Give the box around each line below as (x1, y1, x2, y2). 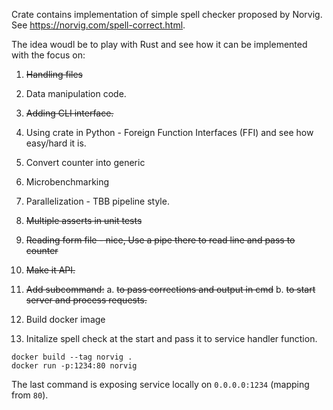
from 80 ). (11, 389, 49, 401)
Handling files (25, 69, 83, 80)
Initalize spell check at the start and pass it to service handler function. (25, 333, 318, 344)
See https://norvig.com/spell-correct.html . (11, 19, 186, 31)
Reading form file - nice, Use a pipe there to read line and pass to (25, 234, 296, 246)
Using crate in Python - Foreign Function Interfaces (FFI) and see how (25, 127, 314, 138)
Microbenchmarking (25, 176, 110, 188)
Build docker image (25, 314, 106, 325)
